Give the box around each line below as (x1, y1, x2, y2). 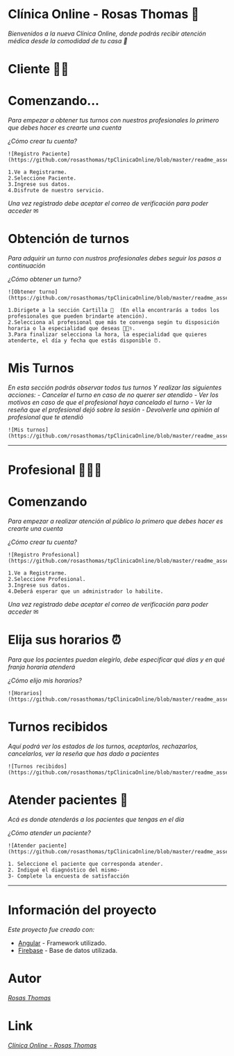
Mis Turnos (8, 360, 74, 376)
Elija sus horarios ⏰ (8, 632, 122, 648)
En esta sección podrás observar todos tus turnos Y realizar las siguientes (8, 383, 222, 391)
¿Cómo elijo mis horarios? (8, 676, 82, 685)
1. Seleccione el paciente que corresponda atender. (8, 860, 164, 867)
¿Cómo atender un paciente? (8, 828, 91, 837)
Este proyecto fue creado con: (8, 925, 95, 933)
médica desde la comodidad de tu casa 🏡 (8, 36, 128, 45)
